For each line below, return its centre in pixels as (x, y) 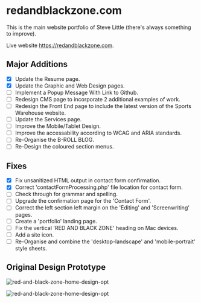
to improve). (21, 33)
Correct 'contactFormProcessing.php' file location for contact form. (99, 187)
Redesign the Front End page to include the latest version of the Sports (103, 106)
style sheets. (31, 248)
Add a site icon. (34, 234)
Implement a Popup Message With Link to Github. (77, 92)
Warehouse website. (40, 113)
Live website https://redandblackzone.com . (60, 45)
